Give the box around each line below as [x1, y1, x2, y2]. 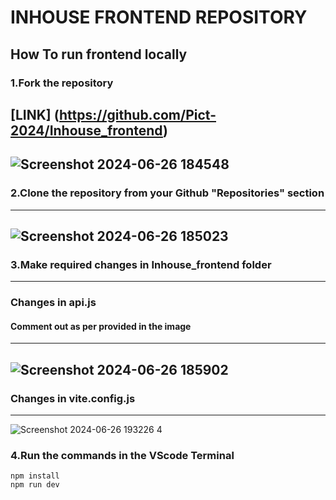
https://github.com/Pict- [58, 106, 217, 123]
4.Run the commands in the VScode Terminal [10, 449, 235, 462]
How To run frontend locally [10, 46, 188, 63]
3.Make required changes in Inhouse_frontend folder [10, 257, 272, 271]
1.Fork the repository [10, 76, 114, 90]
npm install [10, 471, 60, 481]
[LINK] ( [10, 106, 60, 123]
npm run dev [10, 480, 60, 490]
